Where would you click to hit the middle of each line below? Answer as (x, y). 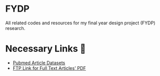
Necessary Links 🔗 (45, 49)
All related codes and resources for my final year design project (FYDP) (81, 23)
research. (15, 28)
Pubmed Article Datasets (39, 63)
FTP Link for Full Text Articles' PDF (49, 68)
